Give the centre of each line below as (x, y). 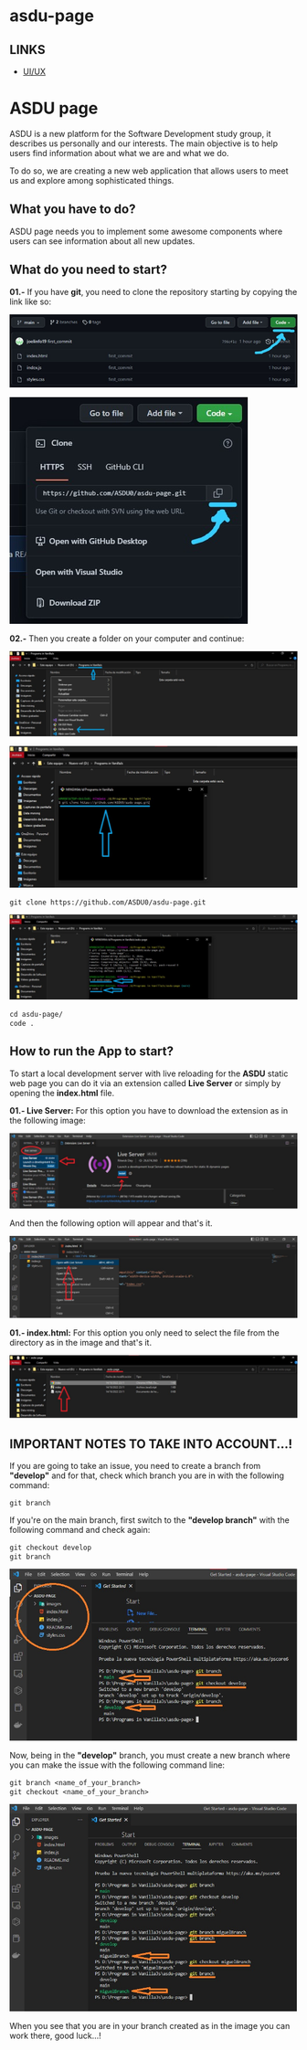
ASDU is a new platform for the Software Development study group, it (140, 133)
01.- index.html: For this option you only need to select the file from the (145, 1333)
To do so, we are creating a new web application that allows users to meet (149, 171)
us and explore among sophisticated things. (92, 180)
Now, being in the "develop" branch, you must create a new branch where (150, 1755)
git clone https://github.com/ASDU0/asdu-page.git (108, 903)
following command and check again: (80, 1530)
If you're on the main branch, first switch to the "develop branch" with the (149, 1520)
